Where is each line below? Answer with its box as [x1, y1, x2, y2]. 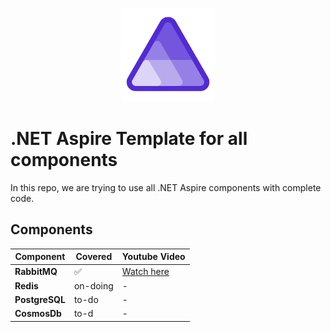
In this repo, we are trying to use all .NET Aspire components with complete [10, 181, 322, 193]
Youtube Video [121, 251, 186, 263]
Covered [75, 251, 113, 263]
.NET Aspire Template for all [10, 128, 248, 150]
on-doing [73, 279, 114, 292]
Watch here [121, 266, 170, 277]
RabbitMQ [14, 266, 58, 277]
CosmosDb [14, 308, 62, 320]
